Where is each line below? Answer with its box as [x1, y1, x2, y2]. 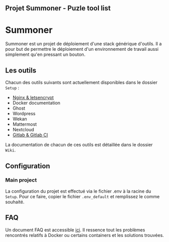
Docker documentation [12, 100, 61, 106]
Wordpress [12, 111, 36, 117]
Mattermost [12, 121, 37, 127]
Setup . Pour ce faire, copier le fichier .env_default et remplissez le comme [5, 193, 160, 199]
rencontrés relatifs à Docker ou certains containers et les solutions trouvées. [5, 232, 164, 238]
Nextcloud [12, 127, 34, 133]
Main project [5, 177, 37, 184]
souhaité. [5, 199, 25, 205]
